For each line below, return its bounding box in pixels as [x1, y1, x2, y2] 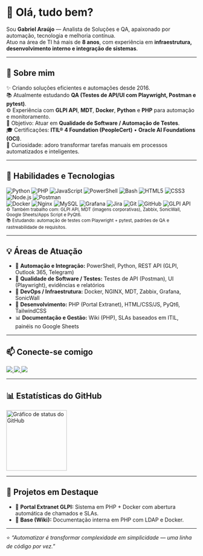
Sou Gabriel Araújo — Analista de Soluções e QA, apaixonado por [6, 25, 170, 33]
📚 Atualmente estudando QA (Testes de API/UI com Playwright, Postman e [6, 91, 196, 99]
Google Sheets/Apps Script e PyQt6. [6, 211, 82, 217]
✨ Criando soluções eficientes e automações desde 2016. [6, 84, 150, 91]
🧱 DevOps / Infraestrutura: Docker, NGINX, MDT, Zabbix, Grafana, [14, 288, 181, 296]
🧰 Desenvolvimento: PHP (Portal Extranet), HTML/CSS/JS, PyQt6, [14, 301, 180, 308]
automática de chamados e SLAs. [14, 509, 99, 517]
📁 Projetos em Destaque [6, 487, 98, 497]
